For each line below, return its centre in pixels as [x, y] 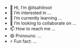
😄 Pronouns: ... [26, 36]
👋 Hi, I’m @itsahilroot [31, 8]
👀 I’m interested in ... [30, 13]
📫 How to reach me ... [32, 29]
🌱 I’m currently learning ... [36, 18]
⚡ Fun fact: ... [23, 41]
